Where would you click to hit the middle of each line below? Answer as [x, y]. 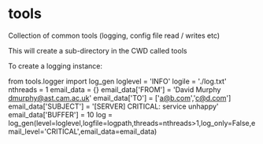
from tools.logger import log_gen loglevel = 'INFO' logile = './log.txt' [117, 81]
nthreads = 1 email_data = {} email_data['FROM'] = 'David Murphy [115, 89]
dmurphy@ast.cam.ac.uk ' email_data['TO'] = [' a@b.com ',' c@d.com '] [120, 98]
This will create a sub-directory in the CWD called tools [98, 50]
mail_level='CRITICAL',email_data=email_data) [83, 131]
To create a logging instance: [55, 66]
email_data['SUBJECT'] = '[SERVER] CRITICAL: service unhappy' [113, 106]
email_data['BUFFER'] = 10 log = [60, 114]
